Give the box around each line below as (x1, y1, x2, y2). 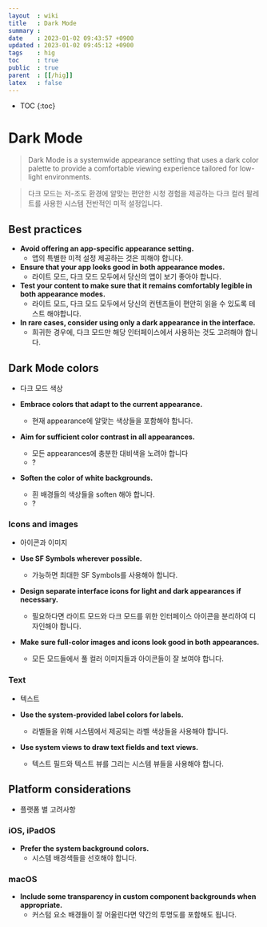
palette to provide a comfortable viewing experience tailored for (27, 163, 238, 173)
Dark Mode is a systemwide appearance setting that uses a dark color (27, 155, 259, 165)
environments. (43, 172, 92, 182)
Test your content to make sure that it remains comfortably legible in (19, 281, 253, 291)
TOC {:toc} (19, 101, 56, 111)
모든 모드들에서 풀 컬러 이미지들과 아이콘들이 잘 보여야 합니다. (31, 654, 224, 663)
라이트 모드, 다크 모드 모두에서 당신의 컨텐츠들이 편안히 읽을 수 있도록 (31, 299, 248, 308)
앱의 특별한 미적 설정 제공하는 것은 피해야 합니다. (31, 253, 184, 263)
